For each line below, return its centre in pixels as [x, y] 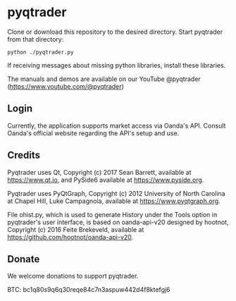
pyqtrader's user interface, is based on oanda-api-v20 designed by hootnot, [118, 222]
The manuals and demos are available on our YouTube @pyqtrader [104, 79]
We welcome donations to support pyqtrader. [73, 276]
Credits [24, 155]
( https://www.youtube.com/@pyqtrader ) [66, 86]
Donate [24, 259]
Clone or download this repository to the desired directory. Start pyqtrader [115, 32]
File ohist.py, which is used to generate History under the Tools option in [112, 214]
